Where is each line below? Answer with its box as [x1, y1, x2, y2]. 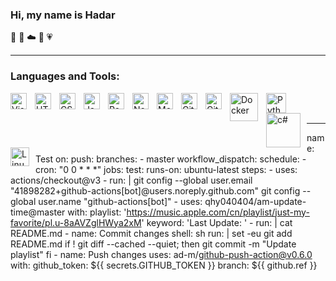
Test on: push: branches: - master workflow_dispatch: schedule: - [35, 153, 307, 165]
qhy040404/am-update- [204, 195, 307, 207]
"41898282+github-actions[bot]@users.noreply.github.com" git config [10, 184, 301, 197]
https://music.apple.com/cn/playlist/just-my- [126, 206, 310, 218]
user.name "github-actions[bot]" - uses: [38, 195, 203, 207]
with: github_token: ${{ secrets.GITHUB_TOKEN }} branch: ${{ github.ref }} [10, 259, 318, 271]
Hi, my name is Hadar [10, 8, 116, 22]
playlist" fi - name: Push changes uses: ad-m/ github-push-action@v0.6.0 [10, 248, 313, 260]
